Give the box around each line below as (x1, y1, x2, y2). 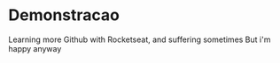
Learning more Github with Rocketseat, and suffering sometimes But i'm (8, 34, 271, 45)
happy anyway (8, 43, 62, 53)
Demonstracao (8, 5, 121, 25)
